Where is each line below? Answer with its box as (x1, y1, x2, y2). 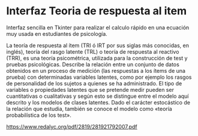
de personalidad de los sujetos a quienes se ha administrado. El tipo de (6, 79, 182, 87)
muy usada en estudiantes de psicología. (6, 30, 108, 37)
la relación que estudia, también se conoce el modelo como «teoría (6, 105, 172, 112)
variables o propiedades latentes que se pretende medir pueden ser (6, 86, 174, 93)
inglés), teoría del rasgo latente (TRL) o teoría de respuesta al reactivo (6, 48, 179, 55)
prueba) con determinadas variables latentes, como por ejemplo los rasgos (6, 73, 192, 81)
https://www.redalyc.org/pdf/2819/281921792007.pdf (6, 123, 138, 130)
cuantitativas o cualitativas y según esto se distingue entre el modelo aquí (6, 92, 189, 100)
